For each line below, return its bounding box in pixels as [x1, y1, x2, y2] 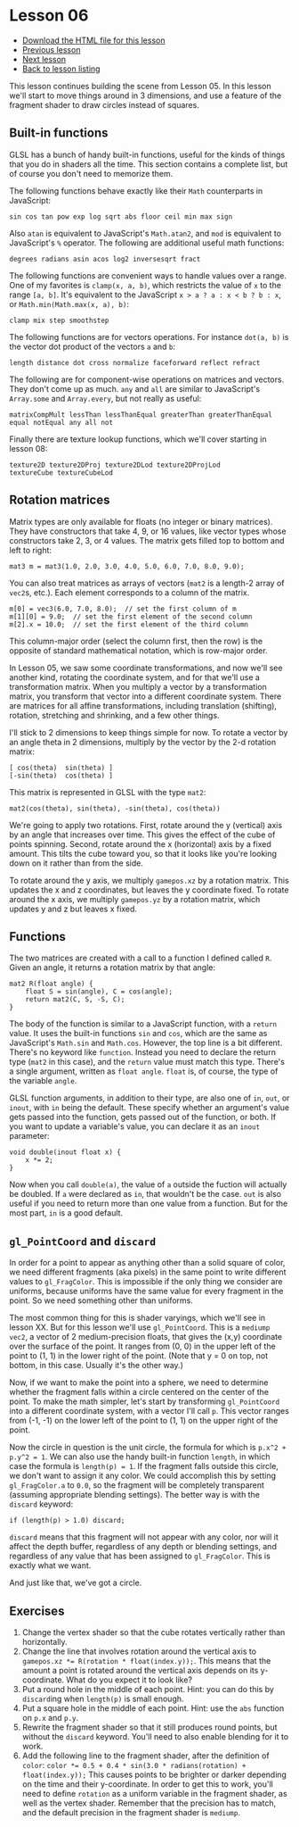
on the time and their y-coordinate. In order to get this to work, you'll [21, 1779, 273, 1790]
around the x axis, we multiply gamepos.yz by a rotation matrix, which [9, 893, 261, 904]
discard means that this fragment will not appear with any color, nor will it [9, 1532, 279, 1542]
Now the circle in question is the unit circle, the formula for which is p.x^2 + [9, 1442, 287, 1453]
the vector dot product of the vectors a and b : [9, 341, 176, 352]
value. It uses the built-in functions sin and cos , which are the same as [9, 1028, 268, 1039]
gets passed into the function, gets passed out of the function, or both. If [9, 1112, 277, 1123]
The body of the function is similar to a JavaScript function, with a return [9, 1018, 278, 1029]
